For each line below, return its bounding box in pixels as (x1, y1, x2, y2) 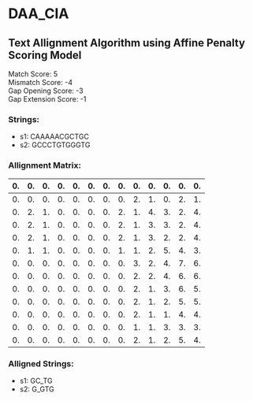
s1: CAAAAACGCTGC (19, 132, 89, 142)
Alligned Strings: (8, 358, 74, 369)
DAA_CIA (8, 5, 69, 23)
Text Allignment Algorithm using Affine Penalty (8, 36, 246, 50)
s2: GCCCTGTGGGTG (19, 140, 91, 150)
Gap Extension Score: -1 (8, 95, 87, 103)
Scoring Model (8, 48, 82, 61)
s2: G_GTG (19, 384, 55, 394)
